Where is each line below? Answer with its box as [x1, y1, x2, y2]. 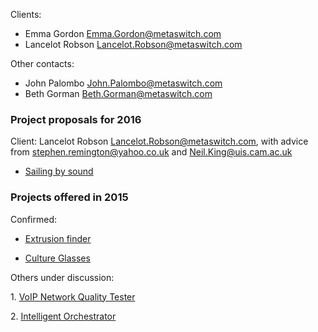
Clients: [10, 9, 42, 20]
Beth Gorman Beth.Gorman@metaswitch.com [24, 88, 213, 99]
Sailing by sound [24, 165, 94, 178]
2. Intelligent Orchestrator [10, 310, 117, 322]
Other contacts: [10, 58, 75, 69]
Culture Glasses [24, 252, 91, 264]
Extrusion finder [24, 232, 92, 244]
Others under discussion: [10, 271, 115, 283]
